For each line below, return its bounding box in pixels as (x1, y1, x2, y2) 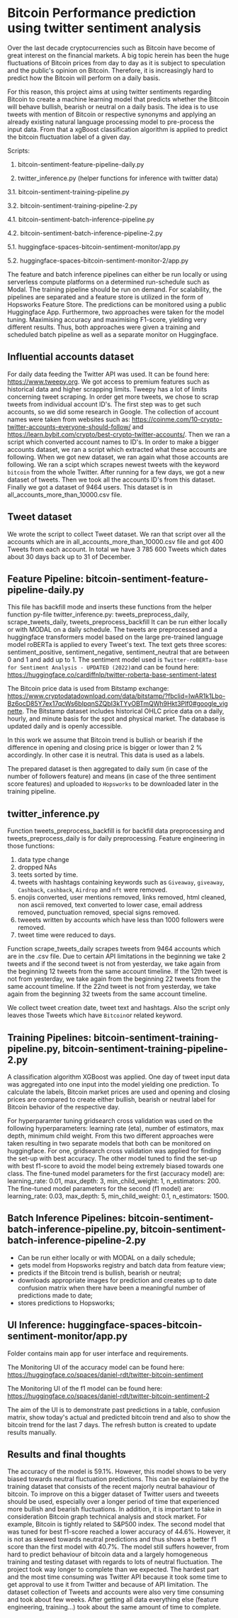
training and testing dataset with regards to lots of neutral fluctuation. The (7, 1558, 223, 1566)
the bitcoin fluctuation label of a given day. (7, 133, 132, 141)
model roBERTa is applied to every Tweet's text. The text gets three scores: (7, 641, 227, 649)
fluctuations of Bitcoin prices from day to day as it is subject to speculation (7, 58, 225, 67)
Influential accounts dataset (7, 351, 135, 363)
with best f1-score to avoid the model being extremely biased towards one (7, 1162, 225, 1170)
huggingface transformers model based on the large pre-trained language (7, 633, 224, 641)
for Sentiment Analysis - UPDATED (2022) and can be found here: (7, 663, 200, 672)
